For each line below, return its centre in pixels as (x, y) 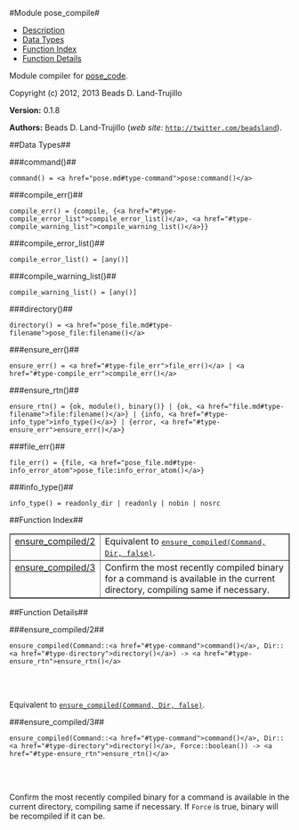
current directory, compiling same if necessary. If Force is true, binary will (144, 806)
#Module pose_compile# (55, 13)
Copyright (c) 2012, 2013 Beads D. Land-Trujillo (96, 93)
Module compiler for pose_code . (69, 76)
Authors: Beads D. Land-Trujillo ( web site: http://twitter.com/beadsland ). (145, 127)
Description (43, 30)
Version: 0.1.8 (35, 110)
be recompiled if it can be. (57, 816)
